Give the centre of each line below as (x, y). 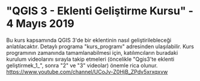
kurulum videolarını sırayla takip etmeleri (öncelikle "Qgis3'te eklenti (90, 59)
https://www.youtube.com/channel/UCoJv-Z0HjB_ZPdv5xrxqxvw (87, 71)
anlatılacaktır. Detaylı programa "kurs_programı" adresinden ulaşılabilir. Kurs (100, 46)
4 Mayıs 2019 (40, 24)
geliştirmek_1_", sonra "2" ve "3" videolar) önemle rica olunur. (82, 65)
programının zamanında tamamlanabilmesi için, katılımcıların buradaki (92, 52)
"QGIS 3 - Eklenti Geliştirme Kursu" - (100, 11)
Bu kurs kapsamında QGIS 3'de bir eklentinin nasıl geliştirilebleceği (89, 40)
